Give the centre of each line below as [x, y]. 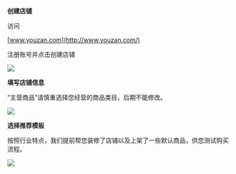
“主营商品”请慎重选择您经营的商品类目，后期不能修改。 [87, 97]
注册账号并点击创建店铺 [41, 54]
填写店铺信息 [26, 82]
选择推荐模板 [26, 125]
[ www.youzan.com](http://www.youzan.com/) [74, 40]
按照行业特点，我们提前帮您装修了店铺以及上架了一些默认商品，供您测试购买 [118, 140]
